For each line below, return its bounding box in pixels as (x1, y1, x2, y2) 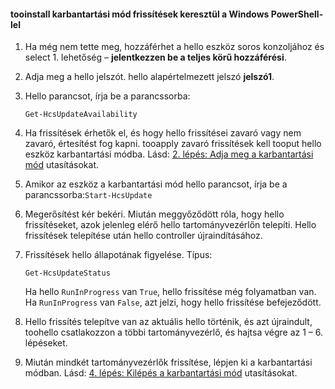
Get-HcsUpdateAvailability (24, 110, 138, 120)
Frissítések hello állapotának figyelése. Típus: (24, 249, 213, 261)
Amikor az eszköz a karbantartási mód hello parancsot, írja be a (24, 178, 288, 190)
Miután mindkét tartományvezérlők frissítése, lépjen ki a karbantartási (24, 356, 313, 369)
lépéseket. (24, 337, 68, 349)
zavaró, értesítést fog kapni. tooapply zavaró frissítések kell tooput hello (24, 138, 322, 150)
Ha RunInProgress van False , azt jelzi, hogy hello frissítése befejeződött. (24, 296, 322, 309)
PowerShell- (270, 8, 324, 20)
